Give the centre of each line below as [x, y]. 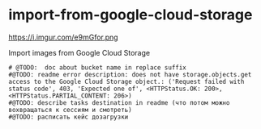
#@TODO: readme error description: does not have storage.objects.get [130, 74]
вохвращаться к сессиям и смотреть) [70, 110]
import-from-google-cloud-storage [130, 15]
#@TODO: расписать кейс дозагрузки [68, 117]
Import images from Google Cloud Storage [79, 52]
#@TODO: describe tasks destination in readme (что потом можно [119, 102]
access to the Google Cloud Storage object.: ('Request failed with [126, 81]
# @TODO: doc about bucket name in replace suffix [97, 67]
